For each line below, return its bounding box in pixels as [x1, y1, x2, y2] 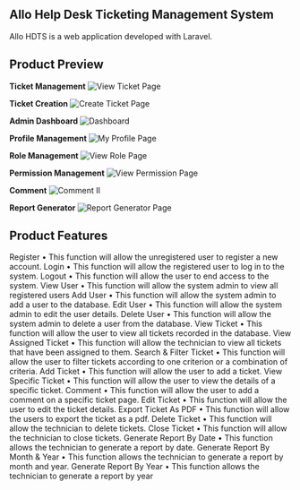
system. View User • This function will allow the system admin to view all [9, 280, 279, 291]
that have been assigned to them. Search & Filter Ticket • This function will [9, 347, 286, 357]
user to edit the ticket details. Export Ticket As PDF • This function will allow [9, 404, 290, 415]
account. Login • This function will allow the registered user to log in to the [9, 262, 285, 272]
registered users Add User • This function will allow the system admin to [9, 290, 277, 301]
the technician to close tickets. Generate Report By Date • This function [9, 433, 273, 443]
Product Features [9, 228, 108, 244]
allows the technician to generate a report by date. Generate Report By [9, 443, 270, 453]
